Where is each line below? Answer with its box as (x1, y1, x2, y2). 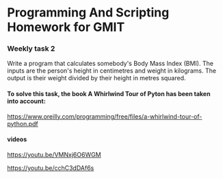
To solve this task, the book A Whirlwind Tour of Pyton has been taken (7, 90, 211, 98)
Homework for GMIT (7, 19, 125, 35)
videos (7, 135, 27, 143)
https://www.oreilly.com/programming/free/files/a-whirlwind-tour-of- (7, 112, 202, 121)
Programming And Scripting (7, 5, 170, 21)
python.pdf (7, 119, 39, 128)
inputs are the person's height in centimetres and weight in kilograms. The (7, 67, 217, 75)
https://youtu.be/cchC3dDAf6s (7, 163, 94, 172)
